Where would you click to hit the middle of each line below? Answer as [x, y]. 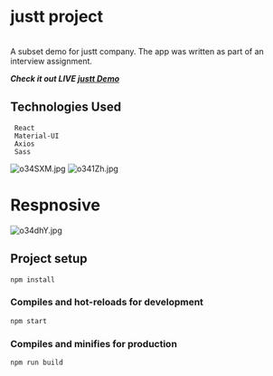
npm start [29, 321]
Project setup [49, 259]
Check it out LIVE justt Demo [65, 78]
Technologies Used [66, 107]
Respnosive [55, 205]
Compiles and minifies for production [94, 343]
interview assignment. [52, 61]
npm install [33, 280]
